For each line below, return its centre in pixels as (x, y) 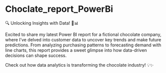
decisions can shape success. (36, 55)
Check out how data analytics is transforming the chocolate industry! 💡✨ (80, 65)
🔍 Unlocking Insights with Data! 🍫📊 (42, 23)
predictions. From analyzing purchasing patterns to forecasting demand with (83, 45)
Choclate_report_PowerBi (59, 9)
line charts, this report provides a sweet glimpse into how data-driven (76, 50)
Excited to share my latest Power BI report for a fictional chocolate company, (83, 34)
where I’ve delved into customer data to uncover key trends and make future (83, 39)
